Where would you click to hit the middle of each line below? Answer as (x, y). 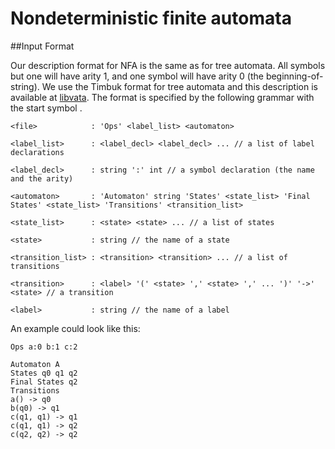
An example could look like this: (75, 328)
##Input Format (42, 46)
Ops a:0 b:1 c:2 (44, 347)
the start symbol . (46, 108)
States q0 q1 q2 (44, 373)
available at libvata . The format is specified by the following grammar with (162, 97)
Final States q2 (44, 382)
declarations (37, 152)
